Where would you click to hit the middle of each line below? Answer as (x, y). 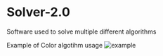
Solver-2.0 (39, 12)
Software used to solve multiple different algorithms (81, 31)
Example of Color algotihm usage (55, 45)
